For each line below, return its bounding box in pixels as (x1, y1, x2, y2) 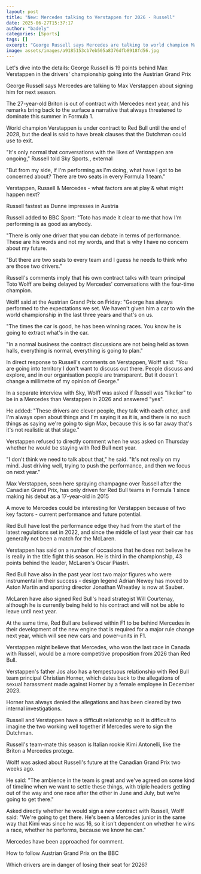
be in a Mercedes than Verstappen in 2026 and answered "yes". (6, 395, 165, 402)
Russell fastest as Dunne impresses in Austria (6, 202, 118, 209)
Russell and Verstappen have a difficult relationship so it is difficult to (6, 716, 176, 723)
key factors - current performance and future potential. (6, 511, 142, 518)
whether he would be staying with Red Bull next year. (6, 444, 137, 451)
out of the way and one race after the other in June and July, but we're (6, 789, 181, 796)
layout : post (6, 8, 39, 15)
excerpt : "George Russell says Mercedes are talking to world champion (6, 42, 188, 48)
